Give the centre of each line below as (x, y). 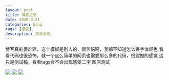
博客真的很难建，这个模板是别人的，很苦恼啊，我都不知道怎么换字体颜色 (81, 49)
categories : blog (24, 24)
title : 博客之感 (21, 15)
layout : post (19, 10)
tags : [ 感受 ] (18, 29)
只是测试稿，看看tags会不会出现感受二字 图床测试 (58, 62)
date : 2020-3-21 (23, 19)
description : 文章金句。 (30, 34)
